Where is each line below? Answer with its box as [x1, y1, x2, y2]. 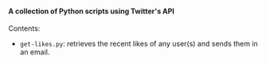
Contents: [8, 24, 41, 33]
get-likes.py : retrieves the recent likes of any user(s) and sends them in [19, 39, 259, 49]
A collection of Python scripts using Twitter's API [8, 6, 175, 16]
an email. [19, 47, 50, 57]
